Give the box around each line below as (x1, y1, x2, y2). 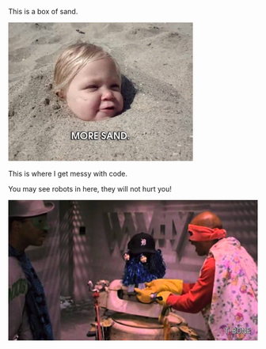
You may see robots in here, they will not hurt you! (8, 184, 172, 193)
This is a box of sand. (8, 7, 78, 16)
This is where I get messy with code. (8, 169, 128, 178)
